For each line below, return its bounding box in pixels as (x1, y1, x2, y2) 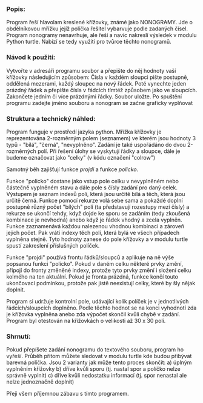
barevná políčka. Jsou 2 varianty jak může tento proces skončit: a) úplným (6, 359, 192, 366)
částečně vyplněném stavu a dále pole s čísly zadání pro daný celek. (6, 184, 178, 191)
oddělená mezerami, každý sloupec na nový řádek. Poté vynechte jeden (6, 80, 187, 87)
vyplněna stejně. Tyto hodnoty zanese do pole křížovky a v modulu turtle (6, 235, 188, 243)
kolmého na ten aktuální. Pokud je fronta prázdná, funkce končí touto (6, 273, 179, 280)
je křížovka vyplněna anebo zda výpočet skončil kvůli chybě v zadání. (6, 310, 181, 317)
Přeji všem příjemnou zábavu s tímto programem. (6, 390, 129, 398)
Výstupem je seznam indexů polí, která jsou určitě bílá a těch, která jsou (6, 190, 185, 197)
